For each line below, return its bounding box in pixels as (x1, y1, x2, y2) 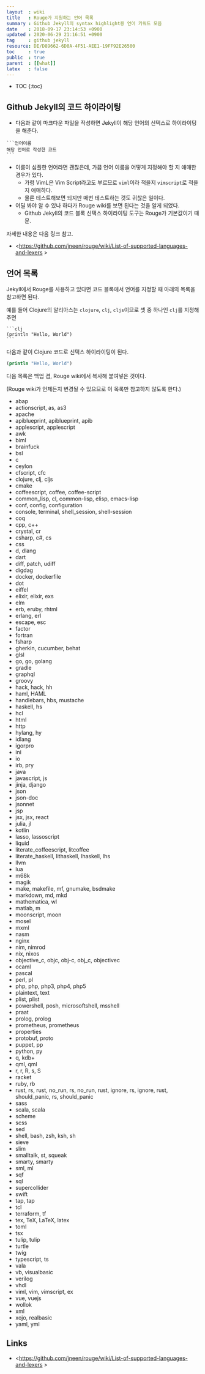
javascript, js (15, 774, 48, 782)
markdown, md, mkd (15, 891, 67, 899)
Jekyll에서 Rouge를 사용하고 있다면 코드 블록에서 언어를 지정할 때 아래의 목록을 (6, 286, 196, 292)
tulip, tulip (15, 1236, 41, 1243)
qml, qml (15, 1060, 38, 1068)
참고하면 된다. (6, 293, 40, 300)
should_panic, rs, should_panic (15, 1093, 94, 1100)
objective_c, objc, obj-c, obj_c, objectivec (15, 956, 121, 964)
